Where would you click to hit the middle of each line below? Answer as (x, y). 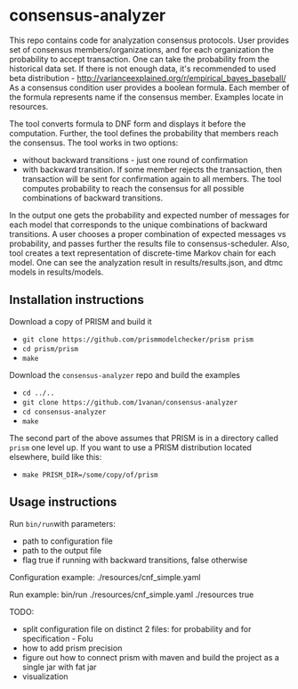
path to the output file (62, 550)
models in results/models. (56, 272)
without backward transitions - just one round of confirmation (135, 160)
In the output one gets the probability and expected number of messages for (149, 215)
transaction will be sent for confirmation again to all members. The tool (152, 178)
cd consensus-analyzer (64, 412)
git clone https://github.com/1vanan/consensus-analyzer (130, 402)
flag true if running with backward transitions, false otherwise (135, 560)
